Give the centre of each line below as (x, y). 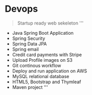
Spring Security (29, 38)
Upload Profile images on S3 (42, 60)
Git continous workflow (37, 65)
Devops (21, 9)
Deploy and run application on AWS (50, 71)
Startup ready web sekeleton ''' (50, 23)
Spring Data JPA (29, 43)
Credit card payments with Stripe (47, 55)
